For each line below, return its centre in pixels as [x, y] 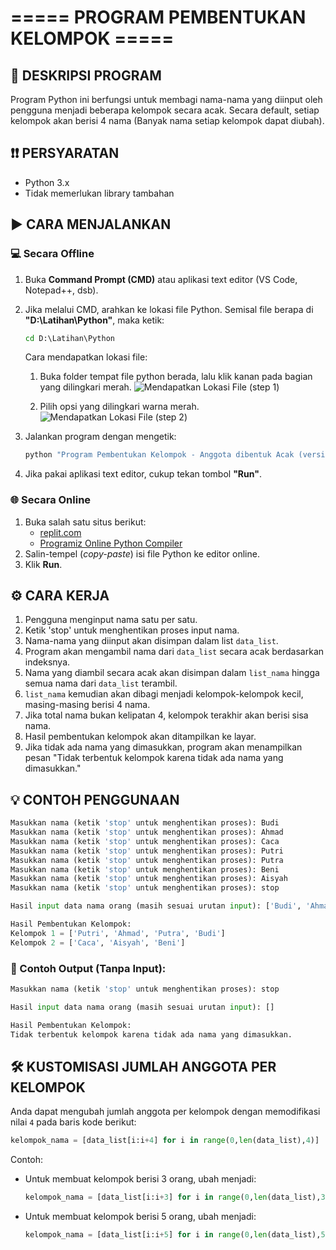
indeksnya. [47, 662]
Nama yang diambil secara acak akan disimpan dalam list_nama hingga [172, 673]
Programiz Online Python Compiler [111, 543]
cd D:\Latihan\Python [69, 338]
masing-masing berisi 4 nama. [87, 705]
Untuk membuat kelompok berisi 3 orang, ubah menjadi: [140, 1179]
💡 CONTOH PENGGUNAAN [95, 799]
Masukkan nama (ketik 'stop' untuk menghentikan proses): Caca [145, 841]
